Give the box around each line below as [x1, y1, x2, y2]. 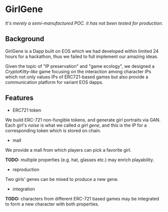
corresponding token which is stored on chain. [5, 127, 101, 134]
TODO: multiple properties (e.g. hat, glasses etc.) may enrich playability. [5, 157, 154, 163]
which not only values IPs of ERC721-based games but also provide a [5, 74, 148, 80]
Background [5, 35, 44, 43]
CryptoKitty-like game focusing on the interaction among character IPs [5, 68, 151, 74]
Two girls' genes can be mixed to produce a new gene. [5, 176, 119, 182]
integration [12, 186, 35, 192]
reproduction [12, 166, 40, 172]
